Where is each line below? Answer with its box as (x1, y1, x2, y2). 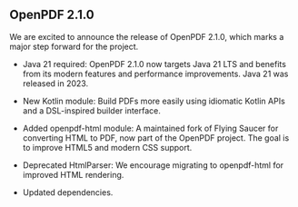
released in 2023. (22, 77, 89, 89)
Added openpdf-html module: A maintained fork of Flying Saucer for (22, 123, 279, 133)
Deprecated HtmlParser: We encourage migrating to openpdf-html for (22, 159, 284, 171)
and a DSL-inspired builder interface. (22, 104, 162, 116)
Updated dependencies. (22, 186, 114, 198)
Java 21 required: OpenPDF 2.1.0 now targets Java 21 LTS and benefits (22, 58, 286, 69)
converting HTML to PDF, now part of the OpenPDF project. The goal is (22, 132, 290, 143)
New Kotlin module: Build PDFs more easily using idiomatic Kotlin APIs (22, 95, 286, 106)
